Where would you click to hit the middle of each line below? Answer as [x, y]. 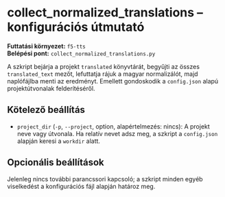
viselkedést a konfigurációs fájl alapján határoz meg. [81, 186]
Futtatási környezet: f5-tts [46, 46]
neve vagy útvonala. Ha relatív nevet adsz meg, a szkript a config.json [117, 133]
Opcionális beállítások [56, 162]
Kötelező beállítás [46, 110]
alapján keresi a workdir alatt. [59, 141]
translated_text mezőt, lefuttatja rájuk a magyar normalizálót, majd [103, 74]
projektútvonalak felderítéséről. [51, 88]
